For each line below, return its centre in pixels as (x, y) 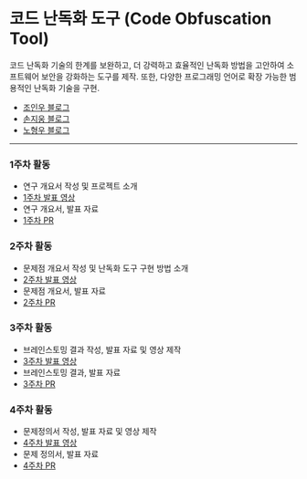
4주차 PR (39, 465)
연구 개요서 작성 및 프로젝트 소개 (80, 186)
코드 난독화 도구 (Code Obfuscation (141, 19)
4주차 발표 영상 (50, 443)
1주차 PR (38, 221)
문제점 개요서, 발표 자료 (64, 291)
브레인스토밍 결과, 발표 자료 (72, 372)
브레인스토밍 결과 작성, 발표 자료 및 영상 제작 (102, 349)
